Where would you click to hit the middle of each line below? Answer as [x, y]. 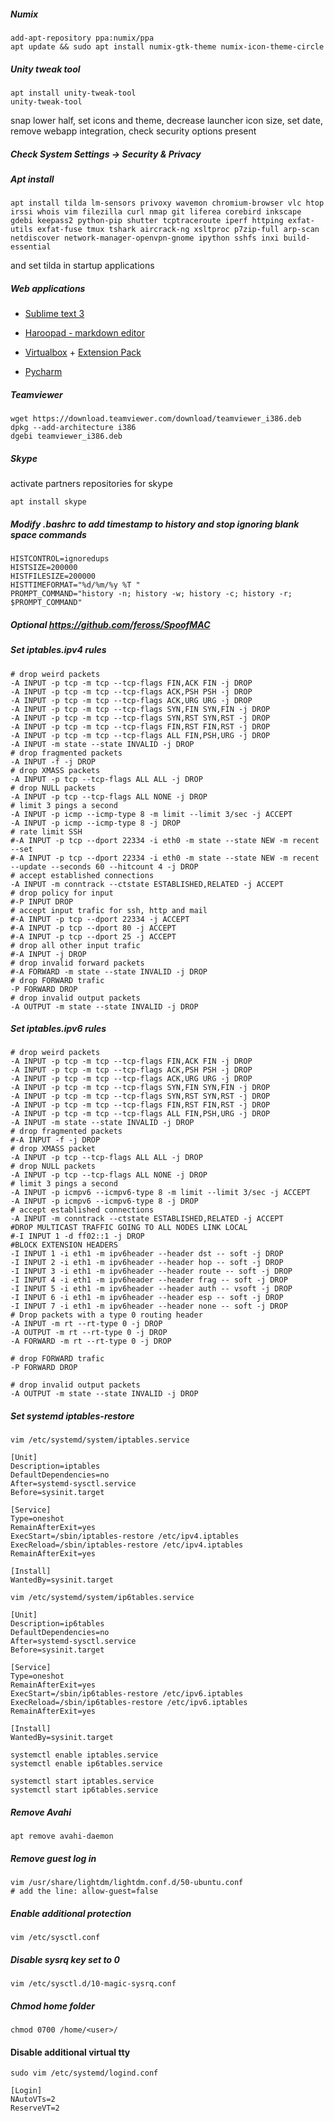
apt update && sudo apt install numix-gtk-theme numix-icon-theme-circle [167, 46]
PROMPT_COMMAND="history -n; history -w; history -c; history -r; [151, 594]
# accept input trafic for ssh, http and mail [109, 910]
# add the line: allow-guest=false [84, 1891]
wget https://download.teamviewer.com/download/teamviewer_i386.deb [156, 419]
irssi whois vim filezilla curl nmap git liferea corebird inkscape [156, 212]
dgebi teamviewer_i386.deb [66, 436]
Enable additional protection [71, 1913]
